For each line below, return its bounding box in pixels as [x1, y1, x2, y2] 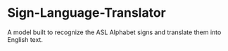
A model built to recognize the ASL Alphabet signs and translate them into [7, 28, 222, 36]
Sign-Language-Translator [7, 5, 167, 21]
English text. [7, 35, 44, 43]
